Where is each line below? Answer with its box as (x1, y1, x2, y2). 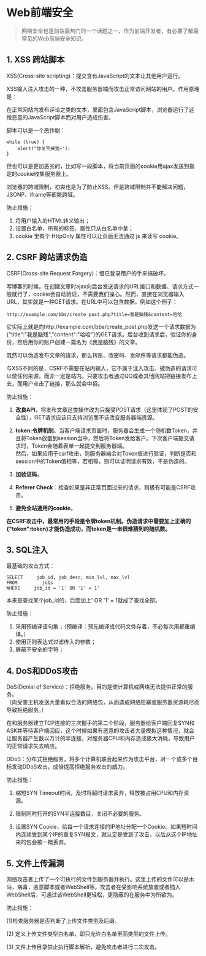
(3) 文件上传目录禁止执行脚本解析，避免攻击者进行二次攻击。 (6, 943, 161, 950)
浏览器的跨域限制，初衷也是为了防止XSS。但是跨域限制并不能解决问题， (6, 183, 189, 191)
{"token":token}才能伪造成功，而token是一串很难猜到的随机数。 (6, 525, 171, 532)
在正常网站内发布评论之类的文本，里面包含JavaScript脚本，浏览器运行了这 (6, 106, 195, 113)
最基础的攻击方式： (6, 562, 55, 569)
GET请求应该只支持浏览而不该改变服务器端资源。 (34, 413, 158, 421)
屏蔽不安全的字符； (15, 646, 64, 654)
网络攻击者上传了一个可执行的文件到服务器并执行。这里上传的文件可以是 (6, 875, 189, 883)
